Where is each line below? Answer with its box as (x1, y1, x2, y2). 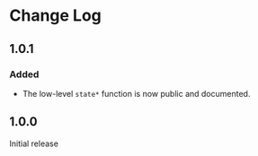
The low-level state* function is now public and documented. (22, 88, 251, 99)
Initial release (9, 138, 58, 149)
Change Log (9, 5, 102, 26)
